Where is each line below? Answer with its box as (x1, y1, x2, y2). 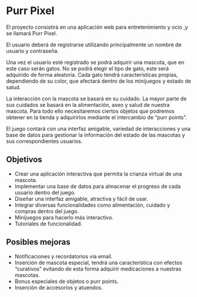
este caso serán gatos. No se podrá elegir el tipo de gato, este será (6, 65, 169, 72)
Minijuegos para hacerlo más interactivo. (14, 214, 113, 221)
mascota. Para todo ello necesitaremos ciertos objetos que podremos (6, 107, 175, 114)
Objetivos (6, 154, 42, 165)
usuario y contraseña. (6, 47, 59, 54)
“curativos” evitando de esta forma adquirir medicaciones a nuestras (14, 265, 182, 272)
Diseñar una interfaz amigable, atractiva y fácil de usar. (14, 195, 148, 202)
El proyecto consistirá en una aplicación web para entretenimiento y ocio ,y (6, 23, 188, 31)
